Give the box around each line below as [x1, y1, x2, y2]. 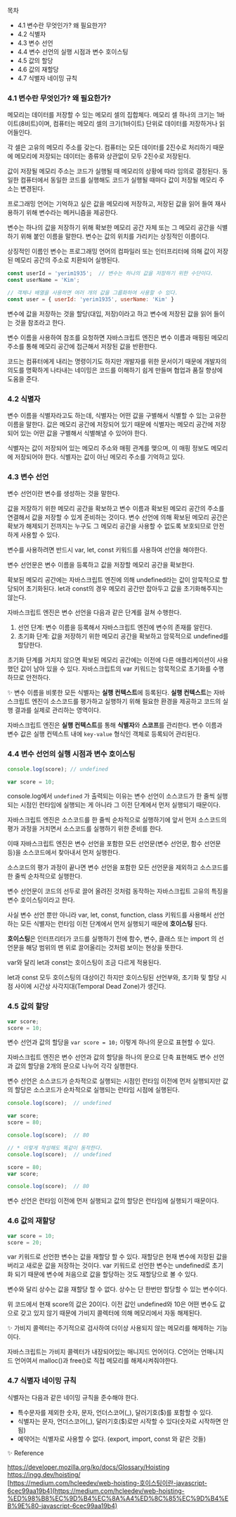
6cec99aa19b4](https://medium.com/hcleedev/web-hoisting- [7, 1486, 185, 1495]
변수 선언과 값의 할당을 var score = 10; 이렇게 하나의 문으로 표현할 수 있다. [7, 1038, 216, 1046]
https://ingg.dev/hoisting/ [7, 1470, 81, 1478]
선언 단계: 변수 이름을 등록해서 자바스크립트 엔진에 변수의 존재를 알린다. [17, 623, 213, 632]
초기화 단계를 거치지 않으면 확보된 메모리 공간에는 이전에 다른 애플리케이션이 [7, 656, 216, 664]
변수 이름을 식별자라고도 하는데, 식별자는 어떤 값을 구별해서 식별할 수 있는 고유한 [7, 411, 227, 420]
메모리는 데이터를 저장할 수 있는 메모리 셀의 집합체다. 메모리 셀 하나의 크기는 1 [7, 111, 220, 119]
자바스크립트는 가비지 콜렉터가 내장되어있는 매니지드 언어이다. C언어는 [7, 1348, 200, 1356]
